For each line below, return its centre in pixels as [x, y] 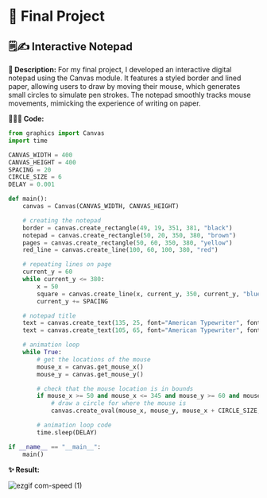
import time [28, 141]
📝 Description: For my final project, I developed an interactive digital [120, 69]
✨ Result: [24, 469]
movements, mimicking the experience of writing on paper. [104, 103]
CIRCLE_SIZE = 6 [35, 177]
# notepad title [50, 316]
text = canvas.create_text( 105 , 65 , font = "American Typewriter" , [133, 330]
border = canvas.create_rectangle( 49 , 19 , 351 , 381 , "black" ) [128, 228]
